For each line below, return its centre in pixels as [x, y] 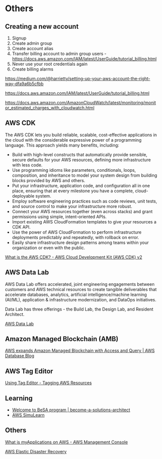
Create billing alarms [32, 69]
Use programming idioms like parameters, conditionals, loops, [74, 170]
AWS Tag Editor [29, 371]
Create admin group [32, 43]
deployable [23, 196]
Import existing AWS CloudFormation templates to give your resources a [84, 221]
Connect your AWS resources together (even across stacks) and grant [82, 211]
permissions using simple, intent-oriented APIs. [59, 217]
